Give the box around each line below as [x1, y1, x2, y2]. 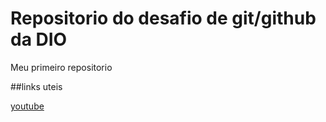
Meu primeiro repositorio [10, 61, 113, 73]
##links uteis [10, 80, 63, 92]
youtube [10, 100, 45, 112]
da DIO [10, 28, 68, 51]
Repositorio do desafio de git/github [10, 7, 317, 30]
